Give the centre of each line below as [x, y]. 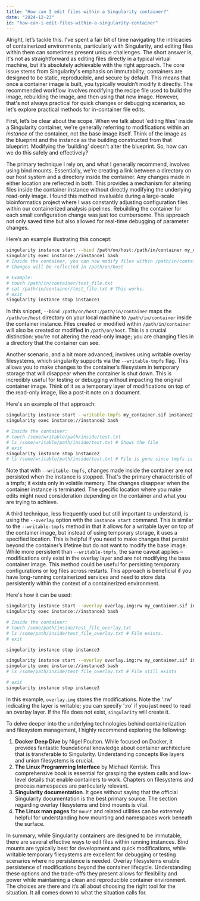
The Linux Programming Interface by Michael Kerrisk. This [87, 767]
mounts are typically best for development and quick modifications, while [96, 848]
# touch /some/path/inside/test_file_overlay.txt [69, 628]
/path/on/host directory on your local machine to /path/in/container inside [99, 317]
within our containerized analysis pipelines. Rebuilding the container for [94, 209]
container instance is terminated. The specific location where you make [94, 489]
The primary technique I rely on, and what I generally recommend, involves [98, 164]
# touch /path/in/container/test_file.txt [60, 283]
